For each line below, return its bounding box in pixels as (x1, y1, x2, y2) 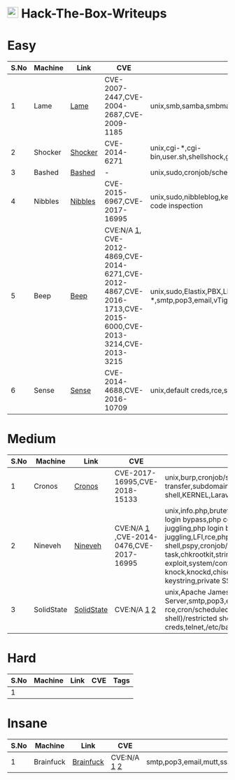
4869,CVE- (104, 251, 143, 261)
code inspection (150, 201, 204, 211)
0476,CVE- (114, 541, 154, 551)
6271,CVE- (104, 269, 143, 279)
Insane (7, 716, 48, 732)
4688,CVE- (104, 386, 143, 396)
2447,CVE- (104, 92, 143, 102)
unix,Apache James (164, 587, 230, 597)
